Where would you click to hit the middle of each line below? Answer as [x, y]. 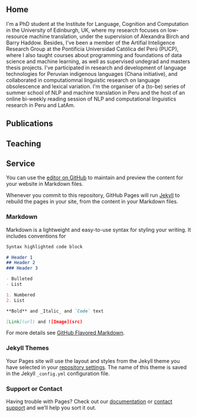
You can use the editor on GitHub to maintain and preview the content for [95, 178]
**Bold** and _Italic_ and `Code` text [55, 311]
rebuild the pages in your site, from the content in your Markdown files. [92, 202]
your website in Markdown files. [45, 184]
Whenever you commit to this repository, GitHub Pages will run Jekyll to [93, 195]
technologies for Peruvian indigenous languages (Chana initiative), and [92, 74]
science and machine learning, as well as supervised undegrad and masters [98, 61]
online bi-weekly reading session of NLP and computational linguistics [91, 99]
